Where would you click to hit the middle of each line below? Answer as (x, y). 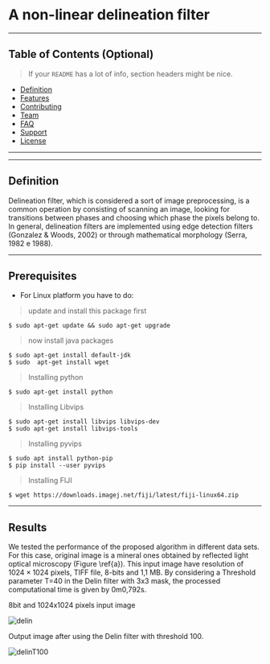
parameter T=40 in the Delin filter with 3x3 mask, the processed (115, 581)
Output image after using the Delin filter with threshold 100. (106, 637)
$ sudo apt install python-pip (61, 459)
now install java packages (71, 340)
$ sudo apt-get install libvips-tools (73, 429)
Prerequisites (43, 276)
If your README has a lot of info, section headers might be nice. (130, 73)
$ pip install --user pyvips (57, 466)
